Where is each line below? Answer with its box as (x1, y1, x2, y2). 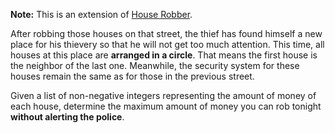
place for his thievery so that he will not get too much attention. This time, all (10, 39, 325, 50)
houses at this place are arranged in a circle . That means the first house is (10, 49, 318, 61)
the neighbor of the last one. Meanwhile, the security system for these (10, 60, 300, 71)
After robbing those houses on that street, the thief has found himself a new (10, 28, 323, 39)
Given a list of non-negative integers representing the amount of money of (10, 90, 317, 101)
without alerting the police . (10, 111, 125, 123)
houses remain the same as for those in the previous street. (10, 70, 255, 82)
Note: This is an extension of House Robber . (10, 9, 193, 20)
